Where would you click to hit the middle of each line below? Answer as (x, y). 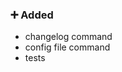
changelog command (68, 37)
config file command (67, 47)
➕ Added (32, 15)
